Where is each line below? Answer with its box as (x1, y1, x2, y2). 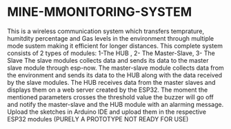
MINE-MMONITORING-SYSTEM (7, 4, 192, 20)
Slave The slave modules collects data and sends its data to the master (7, 56, 209, 64)
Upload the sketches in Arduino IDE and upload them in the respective (7, 108, 207, 116)
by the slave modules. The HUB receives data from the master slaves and (7, 78, 216, 86)
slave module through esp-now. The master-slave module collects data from (7, 63, 224, 72)
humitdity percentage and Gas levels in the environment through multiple (7, 34, 214, 42)
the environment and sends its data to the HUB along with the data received (7, 70, 223, 79)
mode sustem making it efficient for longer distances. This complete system (7, 41, 223, 50)
